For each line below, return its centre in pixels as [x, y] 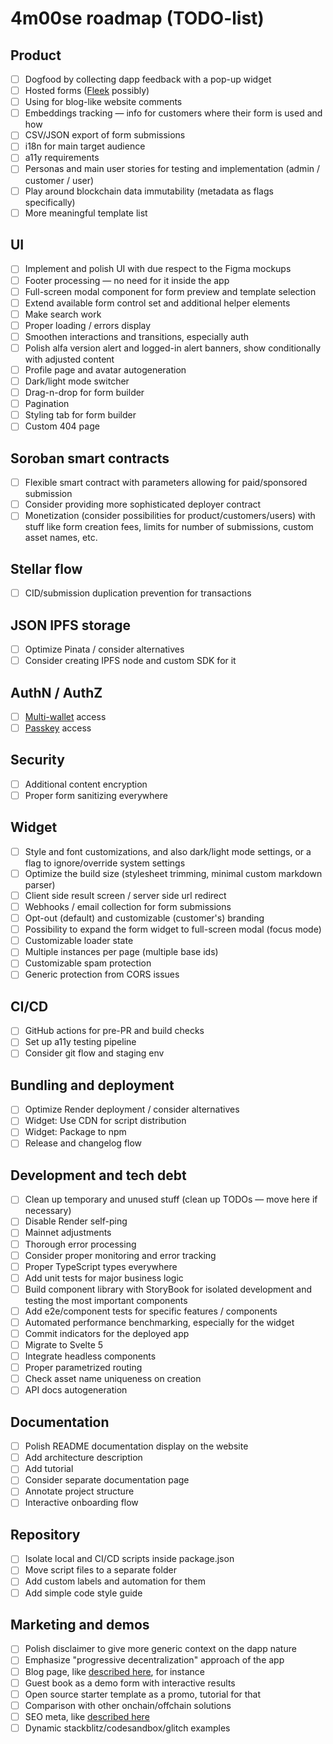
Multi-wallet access [65, 716]
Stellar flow [46, 568]
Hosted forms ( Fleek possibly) [87, 91]
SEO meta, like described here [87, 1716]
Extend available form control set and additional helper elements [157, 303]
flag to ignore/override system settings [105, 863]
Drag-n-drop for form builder [84, 393]
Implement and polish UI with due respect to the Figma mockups [158, 269]
